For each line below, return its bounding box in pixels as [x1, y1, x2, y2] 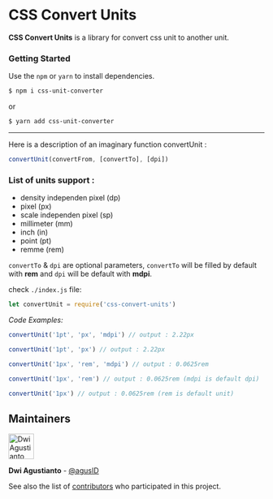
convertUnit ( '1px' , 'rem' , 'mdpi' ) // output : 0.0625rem [8, 359, 209, 368]
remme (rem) [19, 245, 65, 255]
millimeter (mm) [19, 219, 73, 229]
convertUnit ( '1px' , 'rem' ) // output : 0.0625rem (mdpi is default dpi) [8, 375, 260, 383]
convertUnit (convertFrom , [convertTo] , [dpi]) [8, 155, 169, 163]
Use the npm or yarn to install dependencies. [8, 71, 155, 81]
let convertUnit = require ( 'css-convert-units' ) [8, 300, 176, 309]
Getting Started [8, 53, 71, 64]
